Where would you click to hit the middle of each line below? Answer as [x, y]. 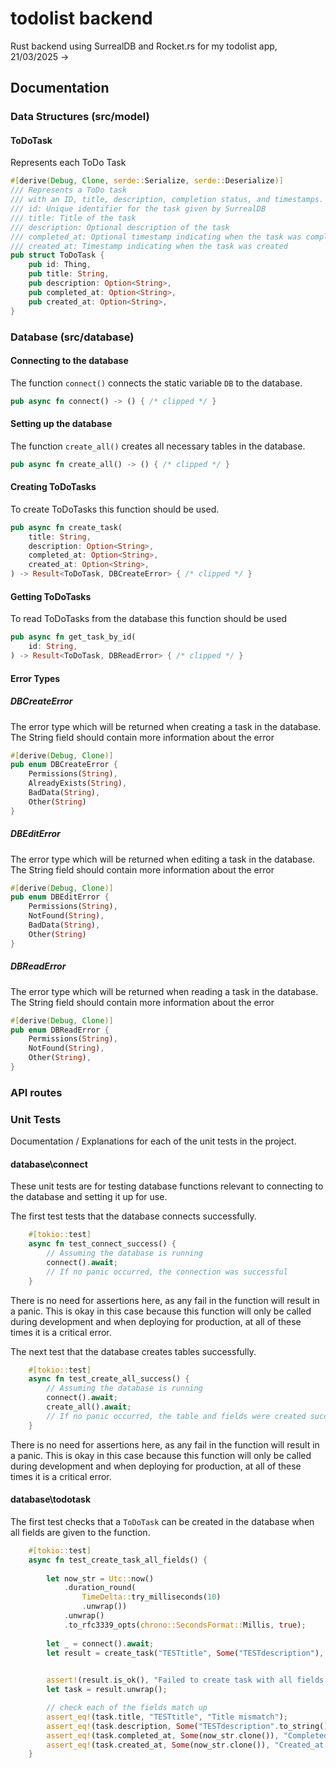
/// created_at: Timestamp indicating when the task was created [149, 246]
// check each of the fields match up [127, 1708]
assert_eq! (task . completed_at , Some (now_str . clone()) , [163, 1735]
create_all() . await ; [89, 1407]
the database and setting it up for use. [89, 1197]
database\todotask [51, 1499]
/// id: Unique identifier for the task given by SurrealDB [138, 209]
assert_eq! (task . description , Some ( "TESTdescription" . [163, 1726]
